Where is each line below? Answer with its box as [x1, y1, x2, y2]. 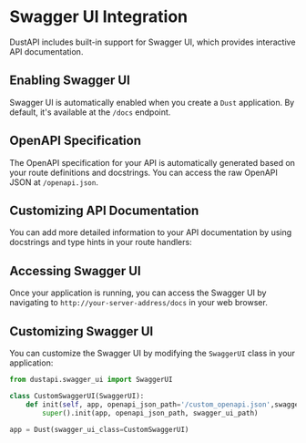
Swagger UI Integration [9, 6, 189, 27]
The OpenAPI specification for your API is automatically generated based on [9, 157, 296, 168]
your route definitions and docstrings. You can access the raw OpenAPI [9, 167, 278, 178]
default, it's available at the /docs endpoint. [9, 107, 171, 118]
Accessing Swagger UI [9, 263, 141, 279]
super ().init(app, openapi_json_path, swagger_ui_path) [42, 408, 259, 417]
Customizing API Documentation [9, 202, 199, 218]
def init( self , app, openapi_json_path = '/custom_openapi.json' [25, 399, 271, 409]
